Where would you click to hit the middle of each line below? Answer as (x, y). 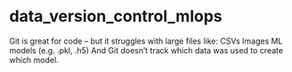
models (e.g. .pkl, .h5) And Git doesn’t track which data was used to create (146, 50)
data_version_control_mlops (116, 16)
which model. (34, 60)
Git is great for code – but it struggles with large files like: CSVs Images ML (146, 41)
